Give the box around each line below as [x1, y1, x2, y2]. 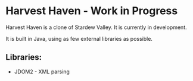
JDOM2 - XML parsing [14, 68, 70, 75]
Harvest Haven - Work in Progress [5, 4, 178, 18]
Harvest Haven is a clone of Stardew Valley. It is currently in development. [5, 24, 187, 31]
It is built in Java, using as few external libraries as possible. [5, 35, 153, 42]
